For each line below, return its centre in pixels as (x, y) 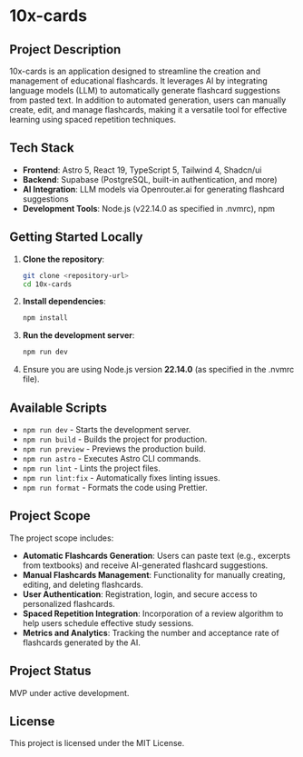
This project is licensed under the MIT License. (97, 743)
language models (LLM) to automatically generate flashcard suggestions (145, 90)
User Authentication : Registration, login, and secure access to (140, 594)
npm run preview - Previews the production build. (114, 448)
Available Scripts (58, 408)
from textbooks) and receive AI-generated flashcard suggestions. (145, 565)
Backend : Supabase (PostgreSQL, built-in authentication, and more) (150, 179)
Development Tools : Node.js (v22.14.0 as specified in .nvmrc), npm (148, 208)
